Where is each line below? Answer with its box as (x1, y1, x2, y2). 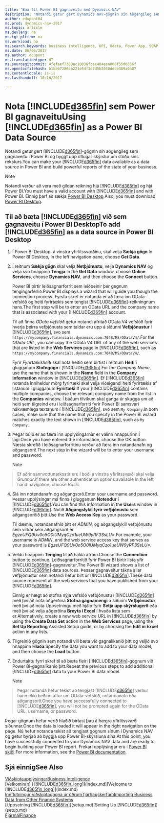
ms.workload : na (5, 39, 38, 44)
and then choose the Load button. (12, 648, 81, 654)
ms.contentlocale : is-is (5, 71, 56, 76)
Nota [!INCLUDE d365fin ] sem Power (5, 101, 155, 112)
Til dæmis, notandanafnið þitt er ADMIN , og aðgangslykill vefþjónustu (12, 521, 152, 527)
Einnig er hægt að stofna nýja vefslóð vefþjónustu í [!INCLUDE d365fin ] (12, 592, 155, 598)
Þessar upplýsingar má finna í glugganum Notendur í (12, 496, 119, 502)
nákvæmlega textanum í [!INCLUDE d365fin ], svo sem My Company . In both (12, 406, 158, 412)
